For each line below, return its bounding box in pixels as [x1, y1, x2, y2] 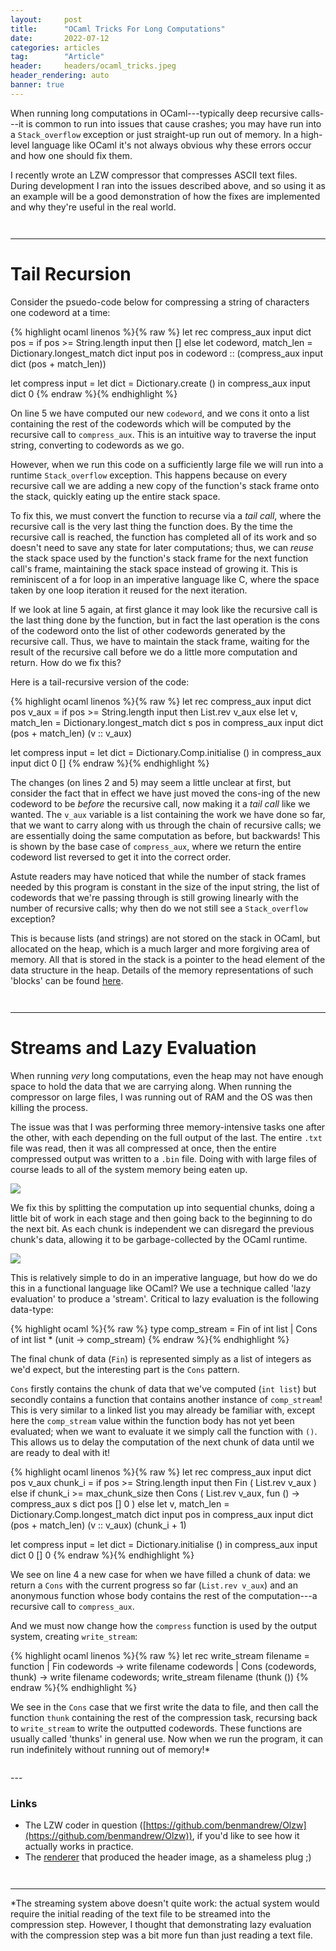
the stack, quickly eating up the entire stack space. [10, 490, 221, 502]
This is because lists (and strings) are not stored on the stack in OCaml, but [10, 932, 321, 944]
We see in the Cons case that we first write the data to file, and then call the [10, 1701, 319, 1713]
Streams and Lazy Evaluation [10, 1036, 257, 1059]
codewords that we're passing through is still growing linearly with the [10, 891, 299, 903]
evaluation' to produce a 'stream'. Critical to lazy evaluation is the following [10, 1292, 320, 1305]
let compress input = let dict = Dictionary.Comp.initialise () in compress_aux [10, 746, 322, 758]
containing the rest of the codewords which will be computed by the [10, 417, 292, 430]
